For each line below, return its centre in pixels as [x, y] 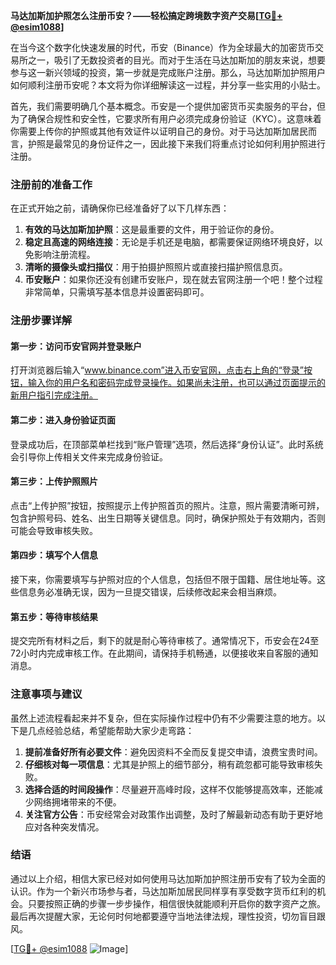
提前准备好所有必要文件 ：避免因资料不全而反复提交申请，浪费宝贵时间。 [173, 751]
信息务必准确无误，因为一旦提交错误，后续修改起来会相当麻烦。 [150, 592]
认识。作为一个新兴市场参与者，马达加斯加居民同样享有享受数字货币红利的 [163, 891]
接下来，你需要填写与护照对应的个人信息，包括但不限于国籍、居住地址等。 [163, 580]
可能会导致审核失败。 [54, 530]
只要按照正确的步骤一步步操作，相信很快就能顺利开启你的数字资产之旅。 [176, 903]
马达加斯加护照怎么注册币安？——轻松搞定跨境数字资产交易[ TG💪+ [146, 15]
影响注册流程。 [64, 255]
